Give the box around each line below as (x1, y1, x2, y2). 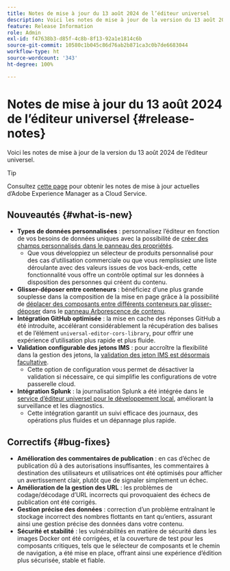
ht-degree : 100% (7, 61, 53, 68)
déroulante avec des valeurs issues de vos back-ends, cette (27, 264, 197, 272)
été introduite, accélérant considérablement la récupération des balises (16, 322, 218, 330)
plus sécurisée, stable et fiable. (16, 556, 105, 565)
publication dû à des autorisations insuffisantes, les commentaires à (16, 461, 209, 470)
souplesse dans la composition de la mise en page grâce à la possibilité (16, 292, 219, 301)
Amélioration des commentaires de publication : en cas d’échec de (16, 455, 210, 463)
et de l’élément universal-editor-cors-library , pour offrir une (16, 329, 194, 338)
